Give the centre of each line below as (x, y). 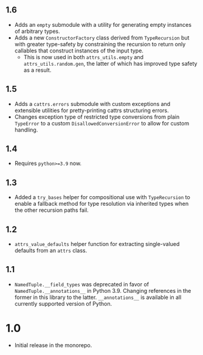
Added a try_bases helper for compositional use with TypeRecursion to (102, 197)
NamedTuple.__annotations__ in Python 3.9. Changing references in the (103, 290)
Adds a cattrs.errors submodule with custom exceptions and (92, 104)
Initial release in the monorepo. (53, 345)
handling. (26, 130)
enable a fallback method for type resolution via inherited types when (101, 204)
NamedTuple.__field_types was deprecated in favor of (82, 284)
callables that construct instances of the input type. (79, 51)
